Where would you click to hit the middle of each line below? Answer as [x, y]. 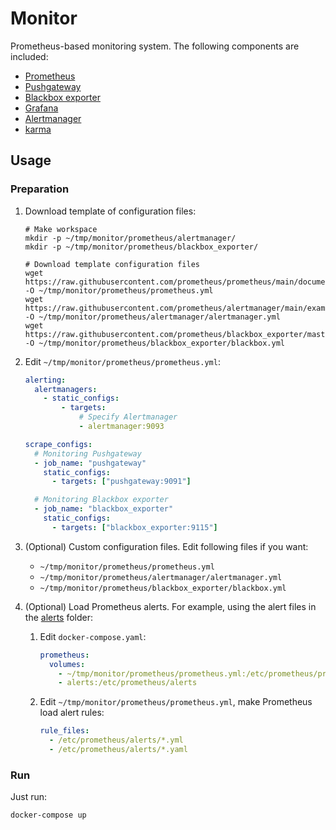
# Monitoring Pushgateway [88, 453]
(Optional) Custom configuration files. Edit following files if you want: [166, 546]
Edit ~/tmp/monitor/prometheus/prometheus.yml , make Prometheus [176, 702]
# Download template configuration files [112, 264]
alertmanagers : [66, 389]
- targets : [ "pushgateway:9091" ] [121, 482]
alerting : [45, 380]
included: [29, 56]
